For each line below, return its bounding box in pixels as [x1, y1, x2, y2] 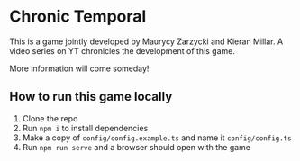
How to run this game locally [9, 89, 173, 104]
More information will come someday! [9, 63, 150, 74]
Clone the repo [22, 112, 78, 123]
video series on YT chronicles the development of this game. [9, 45, 236, 56]
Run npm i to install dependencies [22, 122, 149, 133]
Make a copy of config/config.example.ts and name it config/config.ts [22, 132, 292, 143]
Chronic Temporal [9, 6, 147, 27]
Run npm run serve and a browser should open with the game [22, 141, 250, 152]
